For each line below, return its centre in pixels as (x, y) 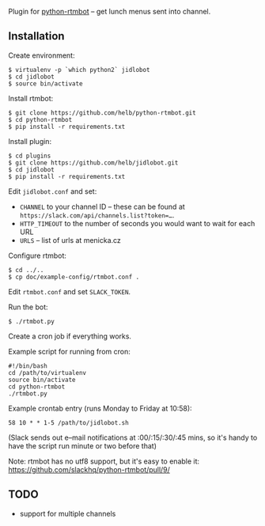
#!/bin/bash (28, 366)
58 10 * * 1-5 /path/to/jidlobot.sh (68, 422)
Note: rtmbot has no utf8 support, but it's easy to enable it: (104, 461)
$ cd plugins (30, 156)
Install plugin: (30, 141)
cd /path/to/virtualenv (47, 373)
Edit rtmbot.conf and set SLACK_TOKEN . (70, 291)
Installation (36, 36)
